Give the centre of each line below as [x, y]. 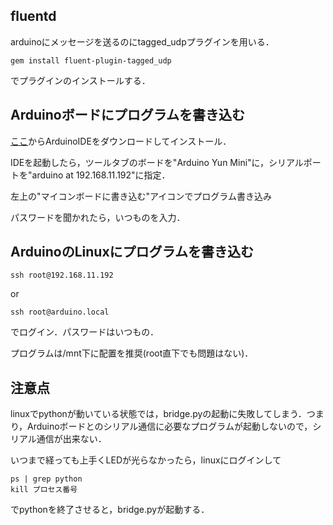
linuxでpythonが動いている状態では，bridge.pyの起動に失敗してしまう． [158, 414]
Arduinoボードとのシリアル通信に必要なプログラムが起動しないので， [170, 426]
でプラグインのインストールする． [80, 80]
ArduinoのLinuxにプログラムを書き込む [132, 252]
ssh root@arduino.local [60, 312]
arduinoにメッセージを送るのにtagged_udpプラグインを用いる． [142, 41]
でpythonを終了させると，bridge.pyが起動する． [110, 510]
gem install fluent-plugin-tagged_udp [91, 60]
